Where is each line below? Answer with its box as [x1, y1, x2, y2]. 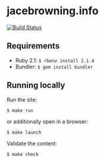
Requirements [6, 41, 60, 51]
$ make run [6, 107, 34, 113]
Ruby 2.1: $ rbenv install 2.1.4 [15, 56, 95, 63]
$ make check [6, 151, 39, 157]
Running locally [6, 80, 66, 90]
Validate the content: [6, 139, 57, 147]
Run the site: [6, 96, 37, 103]
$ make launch [6, 129, 42, 135]
